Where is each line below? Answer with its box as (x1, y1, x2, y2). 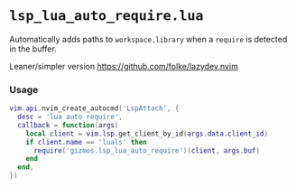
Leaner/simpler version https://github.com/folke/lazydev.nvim (9, 61, 239, 71)
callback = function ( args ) (17, 120, 119, 129)
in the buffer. (9, 43, 57, 54)
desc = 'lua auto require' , (17, 112, 124, 122)
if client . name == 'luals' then (25, 137, 147, 146)
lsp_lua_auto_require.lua (9, 7, 204, 24)
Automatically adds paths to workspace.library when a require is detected (9, 33, 288, 44)
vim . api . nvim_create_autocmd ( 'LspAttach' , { (9, 104, 180, 113)
